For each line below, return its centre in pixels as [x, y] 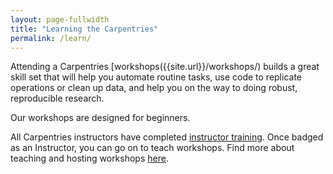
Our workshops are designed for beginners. [100, 118]
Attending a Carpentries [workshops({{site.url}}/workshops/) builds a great [165, 67]
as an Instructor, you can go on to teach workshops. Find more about [152, 148]
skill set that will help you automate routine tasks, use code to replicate [156, 77]
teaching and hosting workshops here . [89, 158]
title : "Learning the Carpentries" [84, 29]
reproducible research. [57, 98]
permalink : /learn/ [51, 38]
